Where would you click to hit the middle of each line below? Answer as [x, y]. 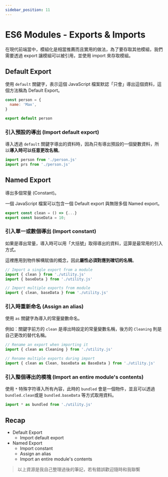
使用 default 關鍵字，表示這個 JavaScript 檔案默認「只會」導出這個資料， [81, 84]
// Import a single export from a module [49, 270]
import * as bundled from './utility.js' [49, 405]
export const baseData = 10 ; [35, 218]
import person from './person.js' [41, 160]
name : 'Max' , [23, 105]
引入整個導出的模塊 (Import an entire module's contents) [74, 377]
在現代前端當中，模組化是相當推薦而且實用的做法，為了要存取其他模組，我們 [84, 49]
